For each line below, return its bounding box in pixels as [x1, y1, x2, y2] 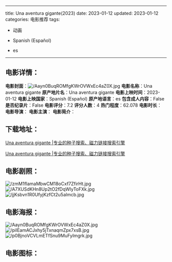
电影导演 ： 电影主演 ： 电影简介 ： [5, 108, 75, 114]
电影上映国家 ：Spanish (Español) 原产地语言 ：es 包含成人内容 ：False [17, 95, 165, 102]
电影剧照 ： [5, 167, 39, 176]
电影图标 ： [5, 249, 39, 257]
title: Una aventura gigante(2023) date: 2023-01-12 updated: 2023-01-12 [5, 10, 159, 16]
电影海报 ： [5, 208, 39, 216]
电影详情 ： [5, 68, 39, 77]
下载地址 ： [5, 125, 39, 134]
